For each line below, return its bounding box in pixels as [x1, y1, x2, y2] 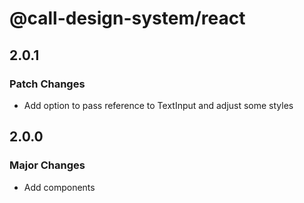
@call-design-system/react [9, 7, 246, 30]
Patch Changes [9, 77, 86, 91]
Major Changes [9, 158, 86, 172]
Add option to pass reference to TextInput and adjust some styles [23, 99, 294, 111]
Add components [23, 181, 96, 193]
